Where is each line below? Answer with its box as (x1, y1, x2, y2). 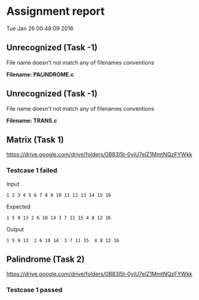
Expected (6, 203, 31, 210)
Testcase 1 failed (6, 166, 57, 175)
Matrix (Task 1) (6, 134, 64, 145)
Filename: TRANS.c (6, 117, 57, 124)
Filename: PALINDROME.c (6, 71, 74, 78)
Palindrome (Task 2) (6, 254, 85, 265)
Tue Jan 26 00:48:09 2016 (6, 25, 74, 32)
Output (6, 226, 24, 233)
